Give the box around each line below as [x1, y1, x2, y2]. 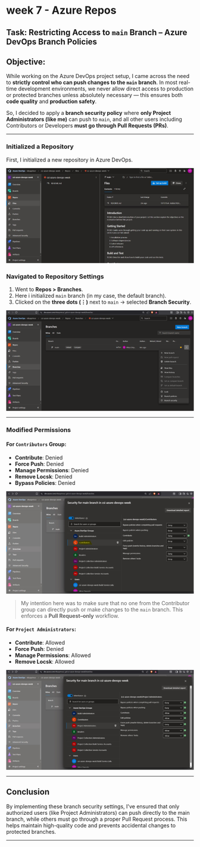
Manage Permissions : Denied [14, 466, 89, 474]
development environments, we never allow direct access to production [18, 85, 194, 92]
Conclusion [6, 787, 50, 797]
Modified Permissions [6, 426, 71, 434]
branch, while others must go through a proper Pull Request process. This [6, 815, 187, 823]
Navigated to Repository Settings [6, 272, 104, 281]
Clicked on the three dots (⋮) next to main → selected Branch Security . [14, 298, 192, 306]
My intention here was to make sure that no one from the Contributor [20, 599, 190, 606]
